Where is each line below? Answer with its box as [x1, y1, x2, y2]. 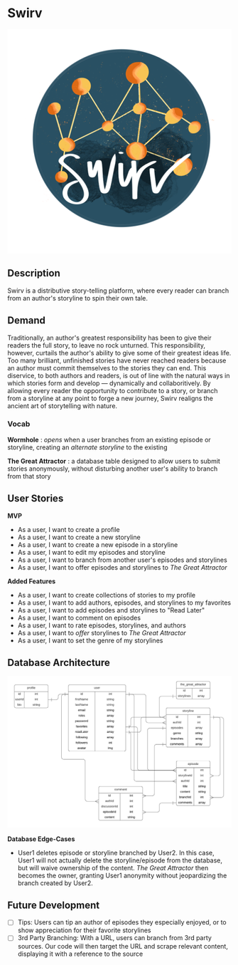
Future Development [7, 899, 100, 911]
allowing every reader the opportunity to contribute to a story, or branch [7, 386, 218, 395]
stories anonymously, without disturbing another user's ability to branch [7, 464, 218, 473]
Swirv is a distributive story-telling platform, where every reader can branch [7, 286, 229, 295]
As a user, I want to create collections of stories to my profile [17, 590, 196, 599]
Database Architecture [7, 657, 110, 669]
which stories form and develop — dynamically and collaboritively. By [7, 379, 211, 387]
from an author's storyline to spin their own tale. [7, 293, 148, 302]
